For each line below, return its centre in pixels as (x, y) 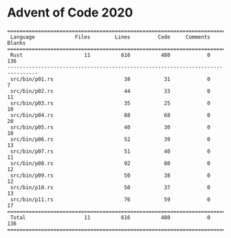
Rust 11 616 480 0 (110, 55)
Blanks (16, 43)
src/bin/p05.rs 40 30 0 (110, 127)
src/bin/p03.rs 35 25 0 (110, 103)
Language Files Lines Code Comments (110, 37)
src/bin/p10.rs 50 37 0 (110, 187)
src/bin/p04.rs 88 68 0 (110, 115)
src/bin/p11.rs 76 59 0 (110, 199)
